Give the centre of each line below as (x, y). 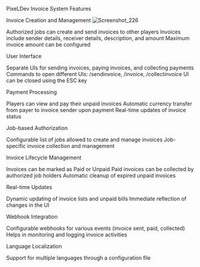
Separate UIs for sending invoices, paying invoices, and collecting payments (100, 68)
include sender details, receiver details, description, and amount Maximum (98, 38)
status (14, 116)
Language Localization (34, 246)
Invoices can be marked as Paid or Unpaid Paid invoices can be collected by (100, 169)
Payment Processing (32, 92)
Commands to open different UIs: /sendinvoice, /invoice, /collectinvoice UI (98, 74)
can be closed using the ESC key (47, 81)
